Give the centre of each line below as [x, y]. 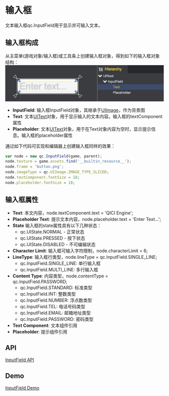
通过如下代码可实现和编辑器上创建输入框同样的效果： [60, 146]
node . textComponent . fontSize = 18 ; [43, 178]
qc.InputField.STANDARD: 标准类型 [56, 288]
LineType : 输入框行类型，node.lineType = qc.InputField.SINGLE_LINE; [85, 257]
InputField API [20, 360]
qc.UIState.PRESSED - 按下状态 [53, 238]
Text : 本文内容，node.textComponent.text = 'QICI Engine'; [73, 213]
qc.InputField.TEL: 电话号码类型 [53, 306]
